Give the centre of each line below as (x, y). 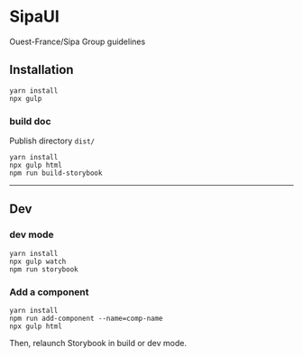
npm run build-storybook (56, 173)
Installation (41, 70)
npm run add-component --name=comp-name (87, 319)
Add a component (49, 292)
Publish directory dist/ (52, 141)
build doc (30, 121)
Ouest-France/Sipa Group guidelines (78, 41)
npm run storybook (44, 269)
